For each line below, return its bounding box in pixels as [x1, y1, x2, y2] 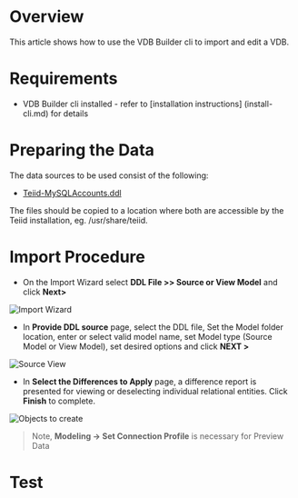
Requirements [9, 68, 118, 89]
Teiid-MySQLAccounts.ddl [22, 187, 122, 198]
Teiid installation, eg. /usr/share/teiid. [9, 214, 148, 225]
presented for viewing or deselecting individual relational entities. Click [22, 385, 288, 396]
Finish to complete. [22, 395, 96, 406]
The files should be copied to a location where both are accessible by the [9, 204, 284, 215]
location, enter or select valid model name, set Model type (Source [22, 331, 273, 342]
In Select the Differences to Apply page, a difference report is [22, 375, 257, 387]
